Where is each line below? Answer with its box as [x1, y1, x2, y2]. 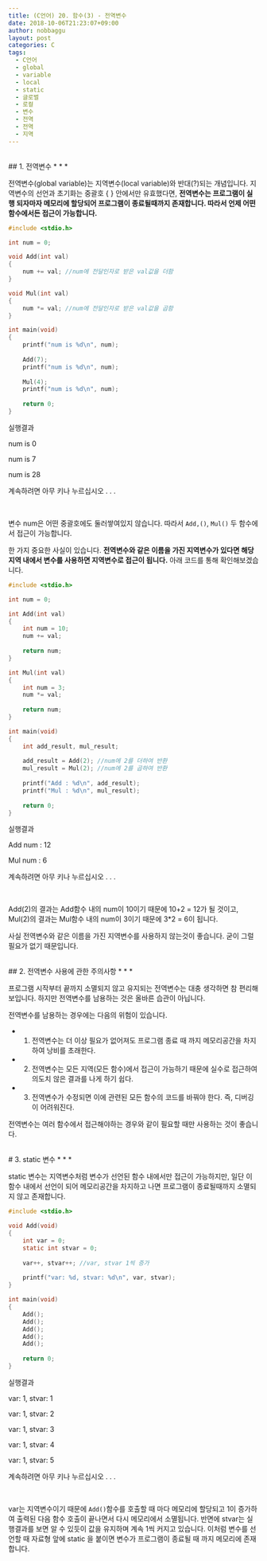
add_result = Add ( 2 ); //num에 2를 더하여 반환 [22, 757, 168, 765]
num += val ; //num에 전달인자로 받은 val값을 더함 [22, 268, 173, 276]
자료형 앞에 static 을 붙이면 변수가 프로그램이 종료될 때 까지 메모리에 [31, 1534, 242, 1543]
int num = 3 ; [22, 683, 66, 691]
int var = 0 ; [22, 1237, 66, 1245]
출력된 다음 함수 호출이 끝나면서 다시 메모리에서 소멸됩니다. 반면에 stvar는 [16, 1514, 245, 1524]
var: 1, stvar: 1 [8, 1393, 53, 1403]
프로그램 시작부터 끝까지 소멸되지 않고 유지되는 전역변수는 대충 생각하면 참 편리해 [8, 984, 259, 993]
